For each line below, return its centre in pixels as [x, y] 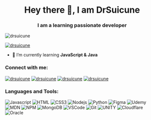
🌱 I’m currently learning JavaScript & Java [55, 55]
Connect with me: [27, 68]
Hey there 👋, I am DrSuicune [82, 10]
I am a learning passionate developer [82, 25]
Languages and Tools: [32, 92]
